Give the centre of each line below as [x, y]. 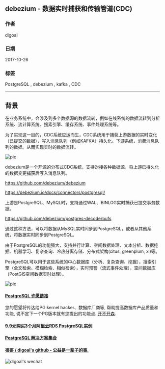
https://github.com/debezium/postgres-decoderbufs [58, 219]
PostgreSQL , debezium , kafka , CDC [43, 84]
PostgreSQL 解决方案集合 [31, 338]
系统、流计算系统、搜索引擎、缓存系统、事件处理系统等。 [63, 125]
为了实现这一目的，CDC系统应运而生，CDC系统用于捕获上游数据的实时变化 [81, 135]
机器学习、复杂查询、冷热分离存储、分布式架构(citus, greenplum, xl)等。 [87, 251]
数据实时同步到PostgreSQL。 [47, 235]
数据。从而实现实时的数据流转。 [46, 147]
